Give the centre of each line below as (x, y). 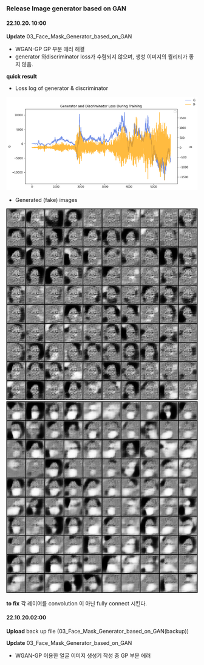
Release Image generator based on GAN (66, 9)
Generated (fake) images (46, 200)
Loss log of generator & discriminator (62, 88)
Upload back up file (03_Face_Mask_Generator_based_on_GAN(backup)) (98, 631)
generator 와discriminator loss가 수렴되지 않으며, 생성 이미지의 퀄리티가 (101, 57)
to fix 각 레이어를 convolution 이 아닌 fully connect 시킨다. (77, 603)
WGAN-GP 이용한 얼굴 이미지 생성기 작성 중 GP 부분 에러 (83, 655)
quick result (22, 77)
